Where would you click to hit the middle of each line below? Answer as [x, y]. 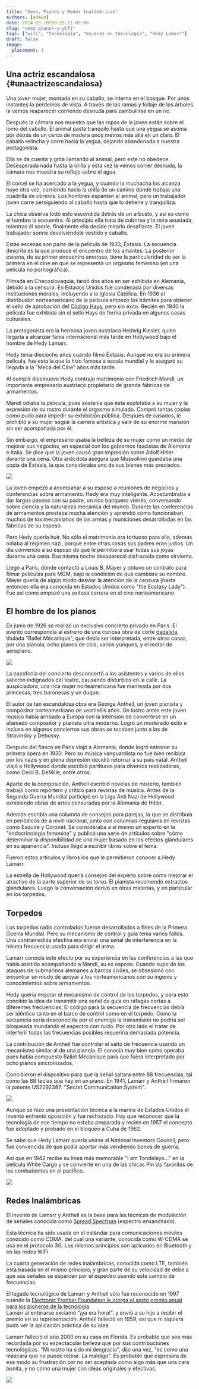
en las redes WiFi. [28, 1252]
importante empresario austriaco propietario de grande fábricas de [88, 385]
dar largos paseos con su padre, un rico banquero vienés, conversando [94, 500]
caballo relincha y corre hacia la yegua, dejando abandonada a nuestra [93, 141]
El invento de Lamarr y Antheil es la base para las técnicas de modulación [96, 1215]
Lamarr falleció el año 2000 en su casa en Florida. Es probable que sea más [99, 1337]
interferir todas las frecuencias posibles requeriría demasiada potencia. [94, 1033]
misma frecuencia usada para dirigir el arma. [61, 947]
